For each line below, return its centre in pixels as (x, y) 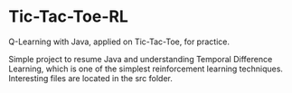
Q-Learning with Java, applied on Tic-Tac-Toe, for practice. (119, 42)
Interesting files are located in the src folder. (90, 78)
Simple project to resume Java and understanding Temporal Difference (141, 59)
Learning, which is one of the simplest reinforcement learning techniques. (146, 69)
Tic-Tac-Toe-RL (68, 17)
